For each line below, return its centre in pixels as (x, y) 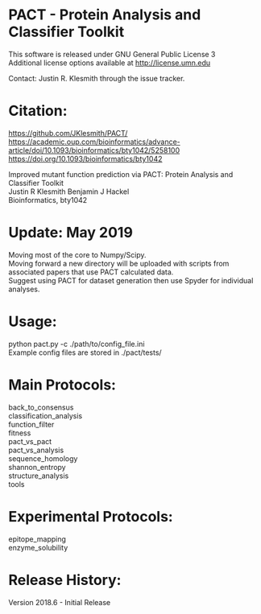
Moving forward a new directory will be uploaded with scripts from (119, 263)
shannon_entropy (37, 467)
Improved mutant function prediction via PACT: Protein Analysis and (121, 174)
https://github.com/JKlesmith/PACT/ (68, 133)
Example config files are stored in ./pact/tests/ (85, 352)
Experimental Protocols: (91, 516)
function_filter (31, 424)
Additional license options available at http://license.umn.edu (110, 63)
